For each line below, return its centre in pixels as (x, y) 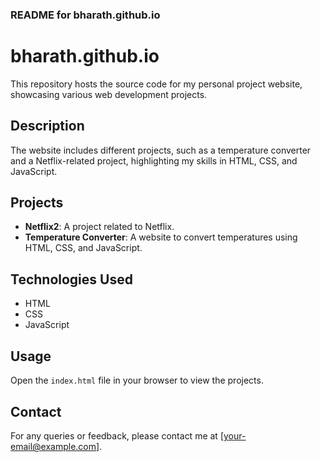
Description (47, 126)
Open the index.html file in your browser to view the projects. (137, 380)
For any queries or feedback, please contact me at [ (117, 435)
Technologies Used (71, 279)
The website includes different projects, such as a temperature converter (161, 150)
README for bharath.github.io (85, 15)
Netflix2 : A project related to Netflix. (99, 227)
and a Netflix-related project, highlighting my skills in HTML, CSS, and (154, 160)
